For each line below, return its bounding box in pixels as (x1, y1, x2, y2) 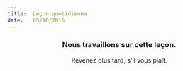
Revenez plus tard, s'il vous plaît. (71, 56, 167, 64)
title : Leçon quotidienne (7, 10, 87, 18)
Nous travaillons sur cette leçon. (62, 40, 177, 50)
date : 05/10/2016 (7, 17, 65, 24)
